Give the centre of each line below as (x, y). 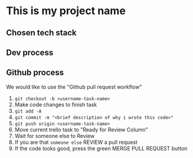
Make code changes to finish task (56, 104)
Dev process (30, 52)
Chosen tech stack (41, 33)
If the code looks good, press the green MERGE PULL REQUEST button (101, 148)
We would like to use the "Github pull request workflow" (74, 87)
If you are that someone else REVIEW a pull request (76, 142)
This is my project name (66, 11)
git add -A (28, 111)
